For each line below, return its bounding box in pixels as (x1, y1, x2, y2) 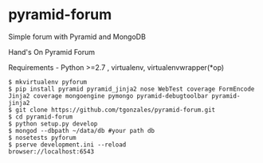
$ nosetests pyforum (8, 134, 77, 142)
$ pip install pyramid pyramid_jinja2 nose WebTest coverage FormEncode (8, 85, 255, 93)
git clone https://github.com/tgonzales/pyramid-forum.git (15, 106, 216, 114)
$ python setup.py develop (8, 119, 98, 128)
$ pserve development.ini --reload (8, 141, 127, 149)
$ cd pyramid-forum (8, 113, 73, 121)
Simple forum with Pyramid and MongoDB (8, 32, 146, 41)
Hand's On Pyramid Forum (8, 47, 96, 56)
